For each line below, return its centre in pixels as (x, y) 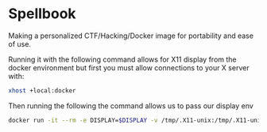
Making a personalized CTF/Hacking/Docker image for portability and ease (131, 36)
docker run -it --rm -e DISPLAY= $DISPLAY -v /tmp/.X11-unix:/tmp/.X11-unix (136, 120)
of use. (20, 43)
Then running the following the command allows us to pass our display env (131, 106)
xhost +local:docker (43, 91)
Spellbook (43, 14)
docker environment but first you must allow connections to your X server (129, 67)
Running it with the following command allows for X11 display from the (122, 59)
